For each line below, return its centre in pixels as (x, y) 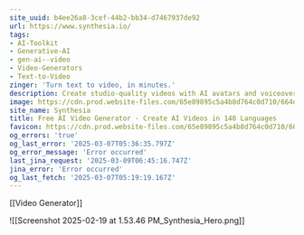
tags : (19, 34)
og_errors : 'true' (44, 136)
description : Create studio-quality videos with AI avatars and (133, 93)
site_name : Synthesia (50, 110)
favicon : (26, 127)
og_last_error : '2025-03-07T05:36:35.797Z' (93, 144)
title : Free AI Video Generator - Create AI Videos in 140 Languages (143, 118)
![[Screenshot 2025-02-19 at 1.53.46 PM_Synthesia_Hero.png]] (127, 221)
